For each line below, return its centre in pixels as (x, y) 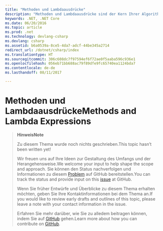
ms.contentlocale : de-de (30, 68)
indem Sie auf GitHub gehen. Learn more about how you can (77, 218)
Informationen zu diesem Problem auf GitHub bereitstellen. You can (83, 174)
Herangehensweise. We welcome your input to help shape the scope (85, 164)
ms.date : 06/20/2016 (26, 23)
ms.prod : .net (19, 32)
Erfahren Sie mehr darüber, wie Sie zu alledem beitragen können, (82, 213)
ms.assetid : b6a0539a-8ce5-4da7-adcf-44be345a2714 (57, 46)
